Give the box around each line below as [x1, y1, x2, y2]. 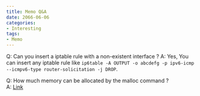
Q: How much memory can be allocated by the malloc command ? [6, 77, 169, 84]
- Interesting [6, 25, 42, 32]
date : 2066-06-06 [6, 14, 50, 20]
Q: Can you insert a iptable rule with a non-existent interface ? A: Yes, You [6, 53, 189, 60]
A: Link [6, 83, 23, 90]
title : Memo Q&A [6, 8, 47, 15]
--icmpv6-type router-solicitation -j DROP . [6, 66, 118, 72]
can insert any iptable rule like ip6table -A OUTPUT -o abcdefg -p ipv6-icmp [6, 59, 195, 66]
